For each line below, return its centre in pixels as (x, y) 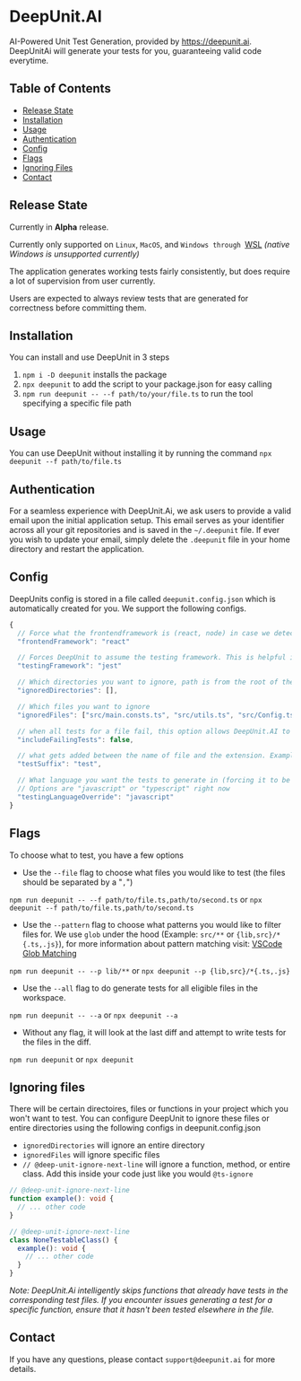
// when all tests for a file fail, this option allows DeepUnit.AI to (154, 731)
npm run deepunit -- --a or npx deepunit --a (94, 1015)
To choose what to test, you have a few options (96, 855)
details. (23, 1368)
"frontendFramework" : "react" (73, 642)
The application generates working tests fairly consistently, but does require (150, 271)
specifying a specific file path (77, 403)
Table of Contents (60, 88)
